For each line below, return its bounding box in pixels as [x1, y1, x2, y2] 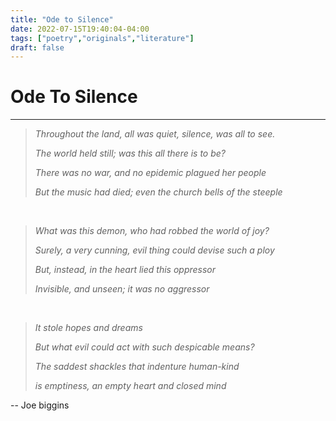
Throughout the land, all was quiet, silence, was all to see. [34, 128, 276, 140]
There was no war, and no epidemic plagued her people [34, 167, 267, 179]
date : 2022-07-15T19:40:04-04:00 [10, 24, 150, 34]
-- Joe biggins [10, 399, 70, 411]
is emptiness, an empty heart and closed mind [34, 380, 227, 392]
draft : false [10, 42, 65, 53]
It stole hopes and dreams [34, 322, 143, 334]
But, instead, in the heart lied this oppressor [34, 264, 217, 276]
